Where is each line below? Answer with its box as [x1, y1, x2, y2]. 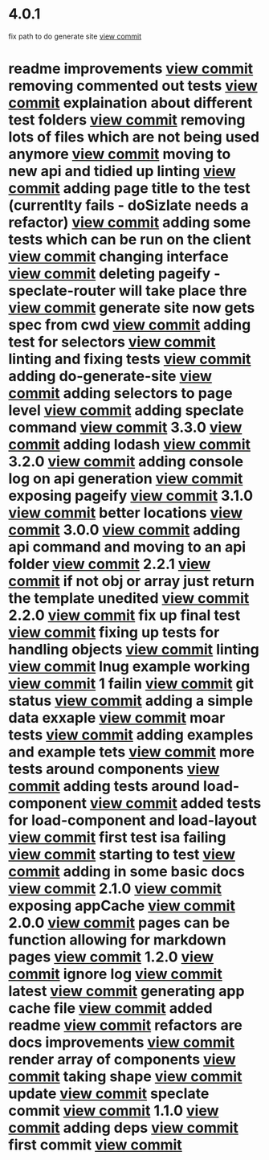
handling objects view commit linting [8, 641, 259, 659]
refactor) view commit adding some [8, 214, 251, 232]
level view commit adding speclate [8, 401, 245, 420]
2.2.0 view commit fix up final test [8, 606, 241, 625]
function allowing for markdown [8, 931, 226, 949]
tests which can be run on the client [8, 231, 251, 249]
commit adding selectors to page [8, 384, 233, 403]
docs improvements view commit [8, 1034, 235, 1051]
